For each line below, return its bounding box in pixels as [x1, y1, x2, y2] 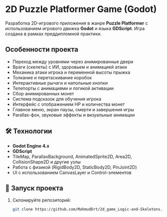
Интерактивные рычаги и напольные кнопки [12, 80, 108, 86]
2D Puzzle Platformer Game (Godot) [5, 4, 157, 15]
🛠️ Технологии [5, 127, 52, 136]
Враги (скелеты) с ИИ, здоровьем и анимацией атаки [12, 64, 127, 70]
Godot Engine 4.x [12, 143, 49, 149]
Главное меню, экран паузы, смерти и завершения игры [12, 106, 134, 112]
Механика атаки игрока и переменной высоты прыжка [12, 69, 130, 75]
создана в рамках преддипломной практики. [5, 31, 102, 37]
